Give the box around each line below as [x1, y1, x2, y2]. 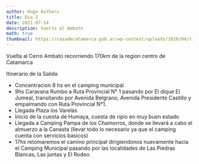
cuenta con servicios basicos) [14, 132, 89, 139]
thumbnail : [6, 36, 33, 42]
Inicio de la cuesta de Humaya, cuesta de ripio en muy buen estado [14, 113, 179, 120]
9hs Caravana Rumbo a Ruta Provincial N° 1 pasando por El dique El [14, 88, 181, 95]
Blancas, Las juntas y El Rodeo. [14, 151, 91, 157]
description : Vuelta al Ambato [6, 25, 84, 31]
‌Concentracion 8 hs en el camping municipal [14, 82, 124, 89]
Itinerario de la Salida [6, 70, 58, 77]
